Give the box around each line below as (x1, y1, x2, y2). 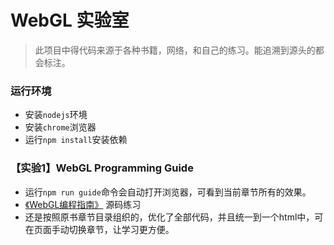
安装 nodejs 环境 (24, 109, 88, 121)
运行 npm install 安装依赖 (24, 134, 128, 146)
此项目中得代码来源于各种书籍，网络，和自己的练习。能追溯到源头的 (34, 44, 316, 56)
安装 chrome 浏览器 (24, 121, 97, 133)
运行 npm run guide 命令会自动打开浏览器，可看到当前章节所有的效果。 (24, 186, 312, 198)
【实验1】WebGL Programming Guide (10, 161, 194, 175)
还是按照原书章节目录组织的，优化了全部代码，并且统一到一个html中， (24, 211, 315, 223)
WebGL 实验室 (10, 9, 130, 32)
